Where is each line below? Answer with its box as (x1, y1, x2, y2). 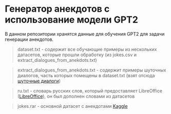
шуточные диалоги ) (17, 78, 61, 84)
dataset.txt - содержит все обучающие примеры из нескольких (17, 46, 157, 52)
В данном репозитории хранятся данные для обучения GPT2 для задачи (5, 31, 165, 37)
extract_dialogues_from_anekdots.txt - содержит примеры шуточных (17, 67, 166, 73)
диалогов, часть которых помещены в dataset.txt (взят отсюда (17, 72, 155, 78)
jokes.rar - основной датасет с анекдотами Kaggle (17, 103, 128, 109)
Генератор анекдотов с (5, 3, 110, 15)
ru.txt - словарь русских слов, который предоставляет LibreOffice (17, 87, 163, 94)
